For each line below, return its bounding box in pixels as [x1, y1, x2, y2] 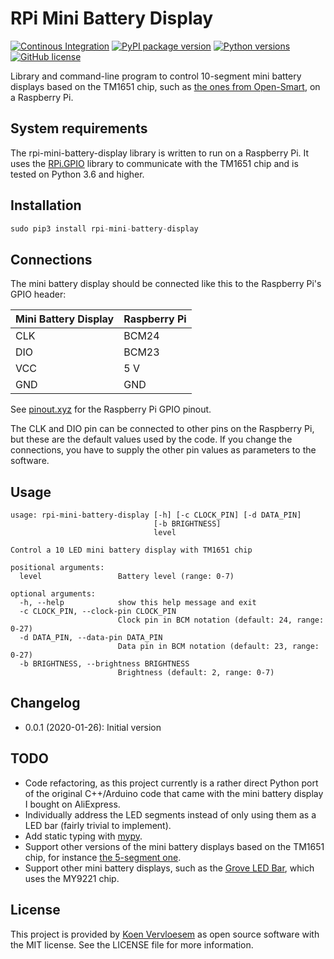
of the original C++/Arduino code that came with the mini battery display [24, 787, 324, 799]
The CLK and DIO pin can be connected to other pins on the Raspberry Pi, [10, 423, 315, 435]
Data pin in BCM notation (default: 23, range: [117, 642, 320, 652]
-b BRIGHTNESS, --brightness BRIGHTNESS [19, 659, 190, 669]
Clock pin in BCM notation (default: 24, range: [117, 615, 325, 626]
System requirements [10, 120, 148, 137]
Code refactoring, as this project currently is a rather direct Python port [24, 777, 319, 789]
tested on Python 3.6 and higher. [10, 168, 145, 180]
